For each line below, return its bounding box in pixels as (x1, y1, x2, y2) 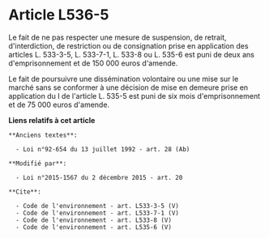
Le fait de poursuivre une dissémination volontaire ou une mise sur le (8, 74, 239, 83)
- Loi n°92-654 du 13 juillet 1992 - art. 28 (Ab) (15, 145, 190, 153)
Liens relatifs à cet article (8, 115, 96, 125)
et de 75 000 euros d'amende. (8, 100, 110, 109)
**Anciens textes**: (8, 131, 79, 139)
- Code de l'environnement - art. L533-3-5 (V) (15, 202, 180, 210)
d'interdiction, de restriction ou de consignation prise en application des (8, 40, 249, 50)
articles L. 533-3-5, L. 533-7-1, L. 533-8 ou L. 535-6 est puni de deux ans (8, 49, 255, 59)
